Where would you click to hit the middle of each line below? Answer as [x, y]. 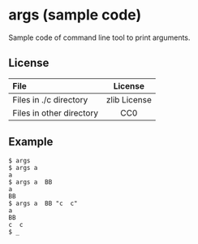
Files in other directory [56, 113]
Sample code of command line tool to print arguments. [99, 37]
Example [31, 142]
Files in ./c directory [50, 99]
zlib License [129, 99]
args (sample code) [75, 15]
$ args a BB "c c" [43, 203]
